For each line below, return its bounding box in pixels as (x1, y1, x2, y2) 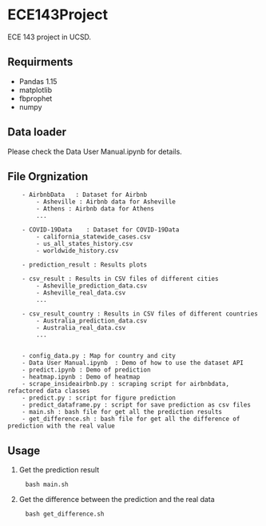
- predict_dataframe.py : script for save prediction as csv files (22, 401, 251, 409)
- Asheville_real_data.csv (36, 289, 126, 297)
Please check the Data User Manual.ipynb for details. (7, 147, 183, 156)
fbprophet (18, 94, 53, 103)
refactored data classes (7, 387, 90, 396)
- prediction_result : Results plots (22, 261, 148, 269)
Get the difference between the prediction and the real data (18, 495, 215, 504)
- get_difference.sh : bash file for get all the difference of (22, 415, 240, 424)
